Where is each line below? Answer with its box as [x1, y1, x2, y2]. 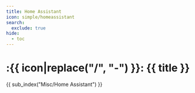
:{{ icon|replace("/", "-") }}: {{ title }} [6, 61, 190, 75]
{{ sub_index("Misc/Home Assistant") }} [6, 81, 103, 88]
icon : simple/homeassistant [6, 14, 75, 20]
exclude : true [11, 25, 46, 31]
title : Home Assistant [6, 8, 62, 15]
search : [6, 19, 25, 25]
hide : [6, 31, 19, 36]
